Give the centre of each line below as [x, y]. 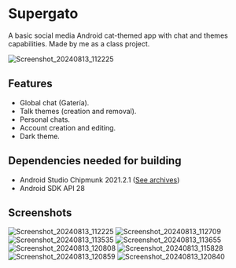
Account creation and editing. [68, 127]
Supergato [43, 14]
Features [30, 84]
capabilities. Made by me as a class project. [79, 43]
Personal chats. [45, 119]
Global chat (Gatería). [54, 102]
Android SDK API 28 [52, 188]
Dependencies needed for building [95, 161]
